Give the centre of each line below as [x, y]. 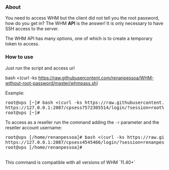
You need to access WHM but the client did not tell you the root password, [82, 18]
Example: [15, 93]
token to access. [22, 44]
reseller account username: [34, 128]
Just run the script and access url [40, 68]
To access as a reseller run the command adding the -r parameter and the [82, 122]
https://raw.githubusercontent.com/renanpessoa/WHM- [96, 78]
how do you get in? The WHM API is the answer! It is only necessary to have [84, 23]
